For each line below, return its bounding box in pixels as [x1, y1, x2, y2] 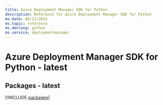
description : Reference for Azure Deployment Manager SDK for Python [5, 12, 152, 17]
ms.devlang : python [5, 26, 46, 31]
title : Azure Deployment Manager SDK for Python [5, 7, 108, 12]
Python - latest [5, 62, 68, 73]
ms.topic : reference [5, 21, 48, 26]
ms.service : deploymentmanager [5, 30, 70, 35]
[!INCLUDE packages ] [5, 95, 50, 100]
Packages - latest [5, 81, 60, 90]
